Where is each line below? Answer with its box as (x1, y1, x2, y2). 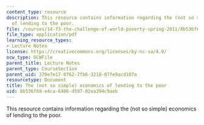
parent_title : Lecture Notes (6, 60, 80, 66)
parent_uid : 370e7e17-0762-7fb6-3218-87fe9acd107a (6, 71, 137, 77)
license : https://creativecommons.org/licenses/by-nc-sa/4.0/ (6, 49, 167, 55)
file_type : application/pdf (6, 32, 78, 38)
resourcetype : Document (6, 77, 67, 83)
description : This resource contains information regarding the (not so (6, 15, 194, 21)
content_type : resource (6, 9, 67, 15)
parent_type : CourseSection (6, 65, 78, 72)
